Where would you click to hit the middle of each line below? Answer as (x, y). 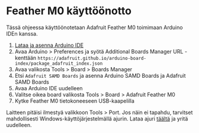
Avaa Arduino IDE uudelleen (49, 88)
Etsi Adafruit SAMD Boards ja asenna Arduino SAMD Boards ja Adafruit (100, 75)
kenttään (25, 58)
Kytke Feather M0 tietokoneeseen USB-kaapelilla (75, 101)
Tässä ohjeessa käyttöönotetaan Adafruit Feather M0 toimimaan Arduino (94, 27)
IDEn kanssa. (22, 33)
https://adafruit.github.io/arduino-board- (92, 58)
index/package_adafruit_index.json (59, 64)
